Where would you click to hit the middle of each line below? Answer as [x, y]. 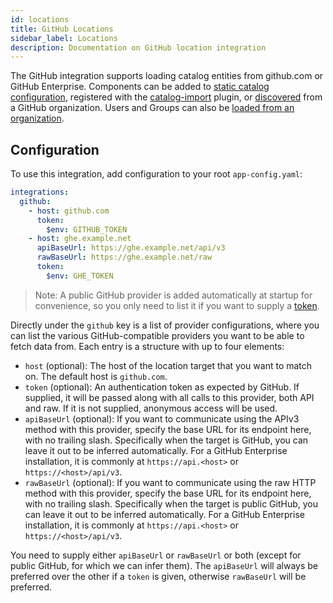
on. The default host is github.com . [96, 376]
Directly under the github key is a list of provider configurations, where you [165, 325]
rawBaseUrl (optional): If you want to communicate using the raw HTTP [170, 482]
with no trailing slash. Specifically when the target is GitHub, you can [166, 440]
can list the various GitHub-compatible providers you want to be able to [157, 335]
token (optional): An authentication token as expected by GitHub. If [162, 387]
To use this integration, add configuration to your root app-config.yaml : [156, 174]
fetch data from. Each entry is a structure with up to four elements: [147, 346]
